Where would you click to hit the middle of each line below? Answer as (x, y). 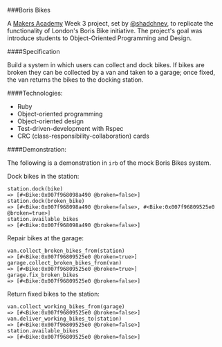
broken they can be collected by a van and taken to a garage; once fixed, (111, 72)
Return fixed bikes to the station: (54, 294)
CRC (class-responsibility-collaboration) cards (83, 136)
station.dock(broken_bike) (46, 201)
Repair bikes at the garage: (46, 238)
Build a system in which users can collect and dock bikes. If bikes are (106, 65)
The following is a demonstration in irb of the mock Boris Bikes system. (109, 163)
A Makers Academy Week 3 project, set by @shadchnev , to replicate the (110, 23)
